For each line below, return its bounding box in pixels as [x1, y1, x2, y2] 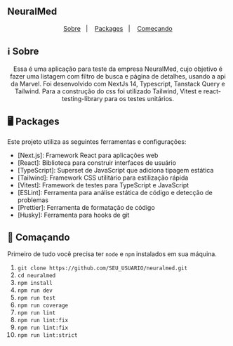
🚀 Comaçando [7, 231, 70, 243]
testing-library [62, 94, 103, 102]
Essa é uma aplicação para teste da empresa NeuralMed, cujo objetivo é [13, 65, 223, 73]
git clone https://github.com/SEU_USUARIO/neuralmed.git [17, 265, 188, 272]
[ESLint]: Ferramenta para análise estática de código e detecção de [17, 189, 213, 197]
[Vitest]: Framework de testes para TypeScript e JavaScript [17, 181, 189, 189]
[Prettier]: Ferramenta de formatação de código [17, 204, 156, 212]
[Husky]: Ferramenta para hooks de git [17, 211, 130, 220]
